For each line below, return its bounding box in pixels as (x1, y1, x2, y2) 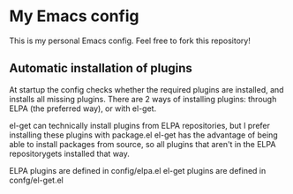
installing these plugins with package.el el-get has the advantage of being (9, 130, 278, 140)
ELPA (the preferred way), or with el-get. (9, 103, 157, 114)
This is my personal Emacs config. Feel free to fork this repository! (9, 35, 252, 46)
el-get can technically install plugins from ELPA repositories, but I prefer (9, 120, 271, 131)
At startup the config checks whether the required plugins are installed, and (9, 84, 284, 94)
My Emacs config (9, 6, 139, 26)
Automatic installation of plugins (9, 61, 192, 76)
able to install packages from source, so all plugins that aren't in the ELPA (9, 138, 276, 149)
